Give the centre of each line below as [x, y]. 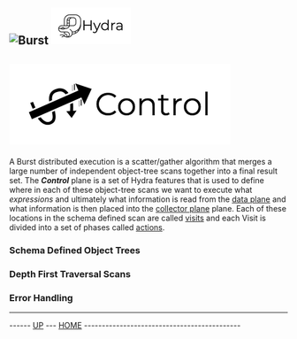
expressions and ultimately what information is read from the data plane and [148, 199]
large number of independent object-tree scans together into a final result [144, 171]
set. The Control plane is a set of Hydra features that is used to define [137, 181]
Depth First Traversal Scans [70, 274]
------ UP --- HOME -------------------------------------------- [125, 326]
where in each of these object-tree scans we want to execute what [131, 190]
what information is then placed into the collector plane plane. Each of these [148, 209]
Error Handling [41, 297]
